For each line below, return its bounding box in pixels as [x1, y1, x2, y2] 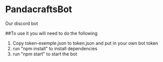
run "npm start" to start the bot [12, 51, 77, 57]
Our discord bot [5, 20, 38, 26]
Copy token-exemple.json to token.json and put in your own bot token [12, 40, 158, 46]
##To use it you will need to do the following [5, 30, 98, 36]
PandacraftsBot [5, 4, 72, 15]
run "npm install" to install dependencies [12, 45, 98, 51]
